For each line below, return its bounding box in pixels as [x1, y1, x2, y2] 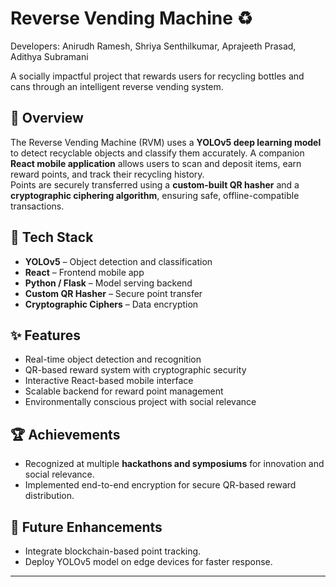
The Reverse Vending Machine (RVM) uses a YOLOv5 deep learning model [10, 136, 322, 148]
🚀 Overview [10, 110, 84, 127]
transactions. [10, 200, 65, 212]
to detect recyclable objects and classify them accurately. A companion [10, 147, 305, 159]
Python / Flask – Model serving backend [24, 277, 193, 289]
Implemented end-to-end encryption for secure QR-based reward [24, 479, 297, 491]
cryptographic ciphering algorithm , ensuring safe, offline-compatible [10, 189, 300, 201]
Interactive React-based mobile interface [24, 375, 194, 387]
